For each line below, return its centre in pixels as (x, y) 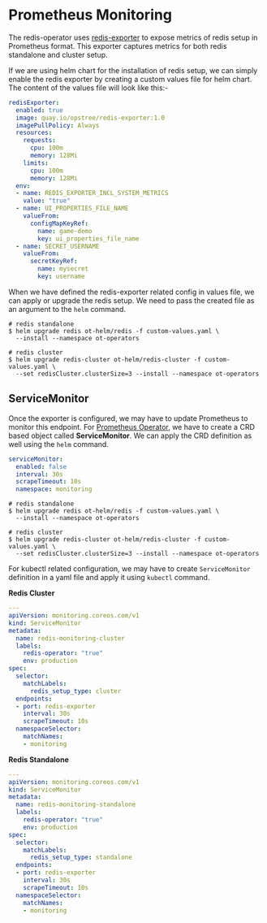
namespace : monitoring (54, 489)
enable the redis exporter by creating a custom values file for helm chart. (130, 79)
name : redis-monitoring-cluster (71, 638)
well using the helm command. (59, 444)
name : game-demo (65, 231)
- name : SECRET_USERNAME (58, 246)
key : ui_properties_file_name (88, 238)
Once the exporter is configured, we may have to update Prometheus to (128, 418)
